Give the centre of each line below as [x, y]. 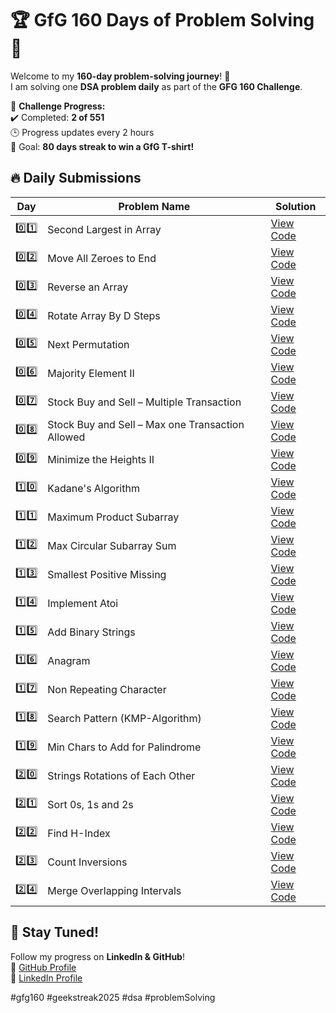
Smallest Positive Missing [107, 574]
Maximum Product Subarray [113, 517]
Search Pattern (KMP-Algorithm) [124, 718]
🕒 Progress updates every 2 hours [82, 132]
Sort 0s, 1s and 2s [90, 804]
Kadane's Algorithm [93, 488]
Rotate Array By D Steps [104, 315]
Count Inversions [87, 862]
